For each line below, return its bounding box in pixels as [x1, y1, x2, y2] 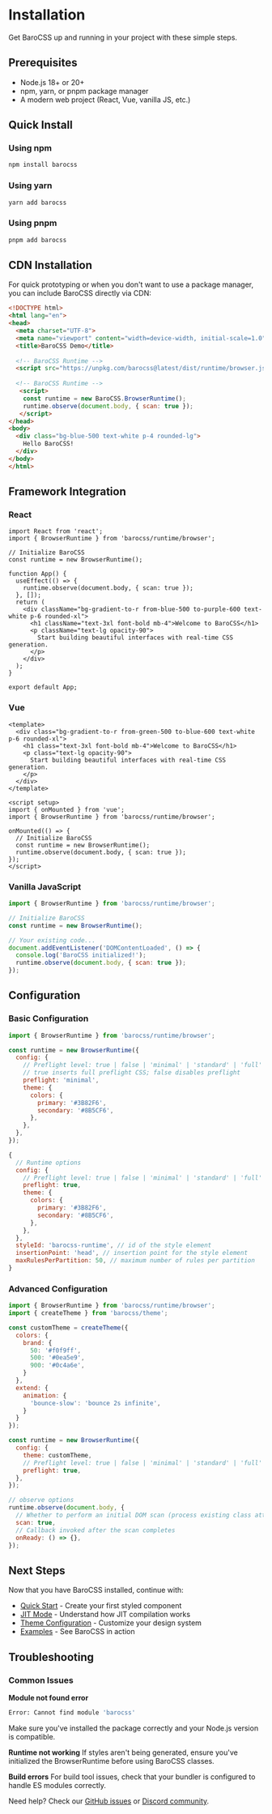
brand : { [23, 1338, 53, 1347]
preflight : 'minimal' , [23, 1076, 100, 1085]
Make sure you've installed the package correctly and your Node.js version [8, 1723, 259, 1733]
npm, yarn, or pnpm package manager [19, 86, 149, 96]
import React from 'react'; [8, 527, 104, 536]
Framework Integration [8, 484, 127, 499]
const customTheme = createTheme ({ [8, 1323, 129, 1332]
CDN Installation [8, 258, 93, 272]
